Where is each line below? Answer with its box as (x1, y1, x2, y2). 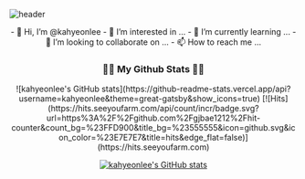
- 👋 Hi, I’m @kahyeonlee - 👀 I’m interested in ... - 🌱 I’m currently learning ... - (10, 26, 297, 37)
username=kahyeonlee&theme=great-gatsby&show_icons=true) (18, 93, 260, 104)
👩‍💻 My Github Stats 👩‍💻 (101, 62, 205, 75)
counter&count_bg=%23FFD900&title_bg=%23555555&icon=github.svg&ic (11, 122, 296, 133)
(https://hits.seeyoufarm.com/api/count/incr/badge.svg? (47, 103, 259, 114)
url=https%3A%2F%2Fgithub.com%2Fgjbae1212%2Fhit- (46, 112, 261, 123)
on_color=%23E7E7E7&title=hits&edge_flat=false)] (58, 132, 248, 143)
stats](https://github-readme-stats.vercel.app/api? (101, 83, 291, 95)
